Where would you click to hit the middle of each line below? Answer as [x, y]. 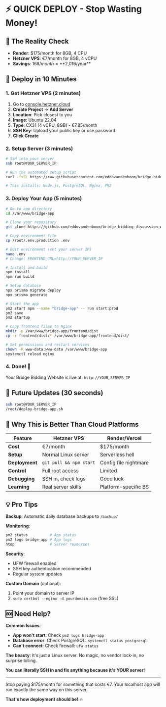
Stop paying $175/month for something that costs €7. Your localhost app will [83, 684]
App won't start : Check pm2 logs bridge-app [58, 635]
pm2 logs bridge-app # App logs [39, 540]
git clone [16, 227]
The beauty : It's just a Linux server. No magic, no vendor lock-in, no [75, 656]
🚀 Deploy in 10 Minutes [41, 79]
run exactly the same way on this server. [47, 690]
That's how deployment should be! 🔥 [44, 699]
